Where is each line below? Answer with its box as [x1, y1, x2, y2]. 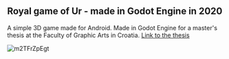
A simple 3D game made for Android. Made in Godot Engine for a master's [7, 23, 218, 32]
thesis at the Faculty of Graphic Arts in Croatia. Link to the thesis [7, 31, 190, 39]
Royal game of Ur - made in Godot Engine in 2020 [7, 5, 223, 17]
